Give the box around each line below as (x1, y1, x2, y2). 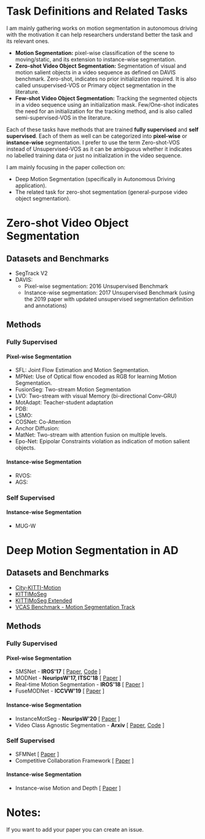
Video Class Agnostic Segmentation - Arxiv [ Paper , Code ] (15, 721, 165, 729)
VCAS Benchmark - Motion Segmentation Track (15, 603, 135, 610)
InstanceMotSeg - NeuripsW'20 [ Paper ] (15, 715, 120, 722)
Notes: (6, 806, 41, 819)
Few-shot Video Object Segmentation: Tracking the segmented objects (15, 95, 198, 102)
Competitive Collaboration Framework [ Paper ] (15, 757, 134, 764)
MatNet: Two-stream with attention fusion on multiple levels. (15, 431, 167, 438)
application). (15, 182, 47, 189)
